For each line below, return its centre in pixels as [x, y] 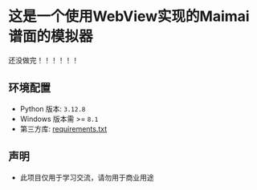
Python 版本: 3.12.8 [53, 108]
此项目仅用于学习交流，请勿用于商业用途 [87, 177]
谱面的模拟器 [51, 36]
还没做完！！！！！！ [43, 60]
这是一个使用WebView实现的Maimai [129, 16]
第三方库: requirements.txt [63, 128]
